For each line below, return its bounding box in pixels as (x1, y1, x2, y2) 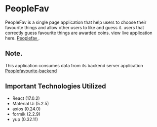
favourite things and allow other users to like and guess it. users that (5, 24, 144, 30)
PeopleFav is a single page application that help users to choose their (5, 19, 147, 25)
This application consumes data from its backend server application (5, 62, 143, 68)
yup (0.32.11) (12, 116, 39, 122)
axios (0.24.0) (12, 106, 41, 112)
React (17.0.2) (12, 95, 40, 101)
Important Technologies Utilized (5, 82, 106, 90)
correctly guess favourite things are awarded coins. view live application (5, 30, 153, 36)
